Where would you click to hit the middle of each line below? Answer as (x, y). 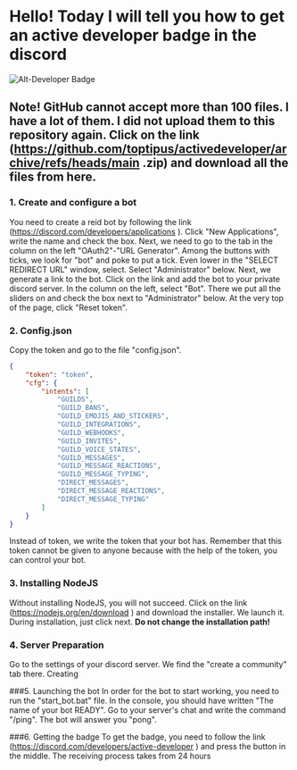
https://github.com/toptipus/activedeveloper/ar (150, 149)
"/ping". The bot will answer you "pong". (83, 720)
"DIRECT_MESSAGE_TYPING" (103, 499)
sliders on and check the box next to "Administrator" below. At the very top (146, 297)
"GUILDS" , (75, 399)
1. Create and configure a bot (73, 203)
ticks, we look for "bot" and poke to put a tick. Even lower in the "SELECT (144, 260)
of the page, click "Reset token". (68, 307)
